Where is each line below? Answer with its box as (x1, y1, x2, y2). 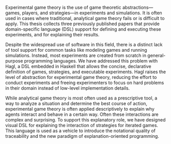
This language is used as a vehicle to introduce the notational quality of (5, 128, 156, 134)
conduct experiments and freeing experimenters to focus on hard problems (5, 79, 164, 86)
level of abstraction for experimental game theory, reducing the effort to (5, 74, 157, 80)
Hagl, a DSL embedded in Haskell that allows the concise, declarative (5, 64, 152, 69)
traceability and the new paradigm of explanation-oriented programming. (5, 133, 160, 139)
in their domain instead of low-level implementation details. (5, 85, 130, 91)
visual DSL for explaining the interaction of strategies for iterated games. (5, 122, 159, 128)
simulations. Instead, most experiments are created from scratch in (5, 52, 147, 58)
